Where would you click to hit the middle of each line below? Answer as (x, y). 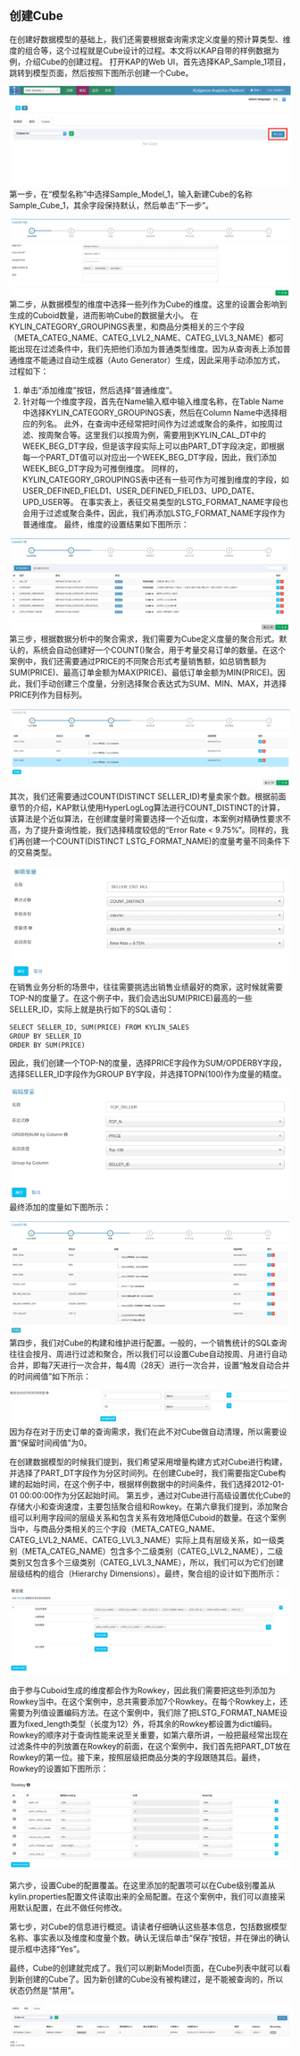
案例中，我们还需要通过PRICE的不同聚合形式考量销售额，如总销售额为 (138, 661)
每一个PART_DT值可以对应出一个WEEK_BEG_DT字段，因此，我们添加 (149, 458)
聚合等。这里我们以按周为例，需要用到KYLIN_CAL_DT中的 (159, 435)
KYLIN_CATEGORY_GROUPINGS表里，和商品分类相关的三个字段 (127, 327)
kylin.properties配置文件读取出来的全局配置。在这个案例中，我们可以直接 (144, 1897)
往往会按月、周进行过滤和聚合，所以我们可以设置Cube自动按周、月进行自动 (148, 1354)
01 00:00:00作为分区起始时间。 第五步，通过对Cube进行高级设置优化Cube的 (150, 1496)
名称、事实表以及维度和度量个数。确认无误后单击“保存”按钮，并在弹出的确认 (150, 1938)
